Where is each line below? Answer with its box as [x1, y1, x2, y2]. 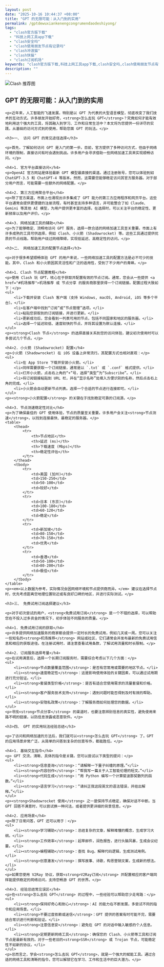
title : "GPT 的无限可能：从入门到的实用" [5, 16, 81, 21]
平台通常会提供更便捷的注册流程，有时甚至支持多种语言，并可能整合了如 [5, 201, 129, 206]
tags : [5, 26, 16, 30]
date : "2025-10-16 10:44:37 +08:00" [5, 12, 80, 17]
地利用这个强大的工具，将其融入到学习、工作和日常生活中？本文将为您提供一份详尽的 [5, 121, 150, 126]
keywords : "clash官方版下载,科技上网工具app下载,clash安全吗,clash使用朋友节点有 [5, 62, 159, 67]
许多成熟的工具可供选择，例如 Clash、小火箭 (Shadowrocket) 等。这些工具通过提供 [5, 231, 155, 236]
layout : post [5, 7, 32, 12]
